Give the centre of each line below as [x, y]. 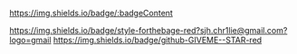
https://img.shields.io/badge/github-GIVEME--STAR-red [158, 40]
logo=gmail [30, 40]
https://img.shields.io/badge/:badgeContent [91, 13]
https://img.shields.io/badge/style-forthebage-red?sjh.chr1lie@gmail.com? [148, 30]
